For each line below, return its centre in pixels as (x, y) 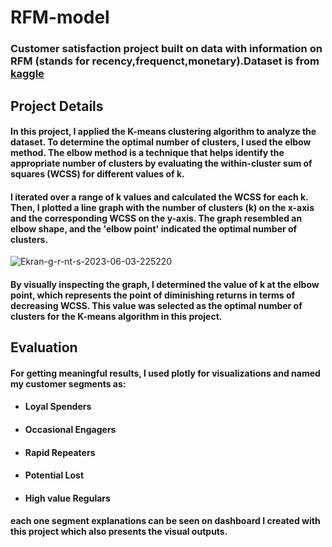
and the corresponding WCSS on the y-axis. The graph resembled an (156, 218)
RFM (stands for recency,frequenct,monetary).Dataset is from (165, 61)
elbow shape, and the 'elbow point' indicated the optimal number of (154, 228)
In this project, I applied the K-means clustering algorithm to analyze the (163, 132)
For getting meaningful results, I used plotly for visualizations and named (165, 373)
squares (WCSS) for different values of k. (97, 174)
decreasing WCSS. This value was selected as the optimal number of (156, 305)
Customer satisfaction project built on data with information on (166, 49)
